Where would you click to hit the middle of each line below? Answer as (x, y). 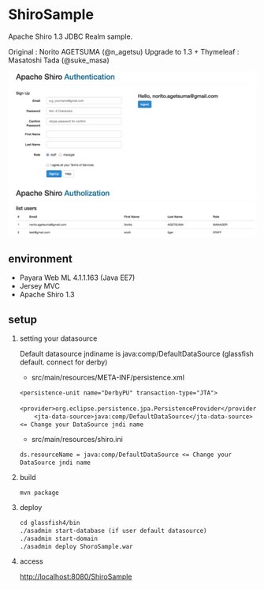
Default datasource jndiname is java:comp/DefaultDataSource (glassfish (136, 354)
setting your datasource (58, 338)
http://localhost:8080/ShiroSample (76, 577)
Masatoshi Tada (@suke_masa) (59, 60)
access (31, 561)
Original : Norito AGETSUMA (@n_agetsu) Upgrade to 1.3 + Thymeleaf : (124, 51)
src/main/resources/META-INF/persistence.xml (108, 378)
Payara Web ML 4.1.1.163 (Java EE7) (77, 278)
